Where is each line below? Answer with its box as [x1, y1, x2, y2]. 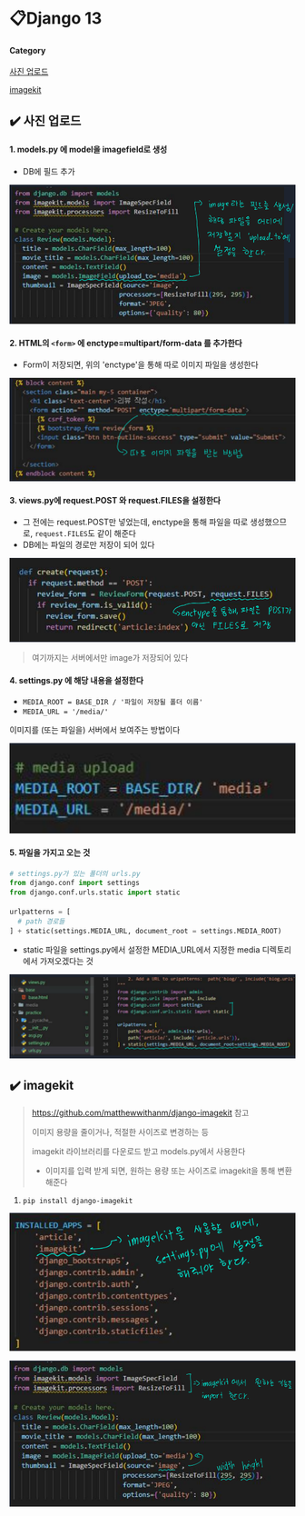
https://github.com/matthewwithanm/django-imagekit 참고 [31, 1107, 250, 1119]
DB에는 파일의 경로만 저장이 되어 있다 [22, 539, 155, 551]
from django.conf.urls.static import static [9, 888, 181, 897]
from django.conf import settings [9, 879, 141, 888]
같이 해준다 [96, 528, 136, 539]
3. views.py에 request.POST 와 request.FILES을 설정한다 [9, 494, 221, 505]
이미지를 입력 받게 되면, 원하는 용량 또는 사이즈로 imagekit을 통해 [44, 1165, 276, 1176]
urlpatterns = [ [9, 907, 71, 917]
